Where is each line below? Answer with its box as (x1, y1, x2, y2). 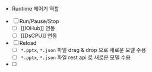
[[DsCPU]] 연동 (20, 32, 58, 40)
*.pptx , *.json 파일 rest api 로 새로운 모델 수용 (20, 54, 131, 61)
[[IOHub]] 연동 (20, 25, 55, 31)
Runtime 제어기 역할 (11, 5, 59, 12)
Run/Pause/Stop (19, 18, 59, 25)
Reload (19, 40, 37, 47)
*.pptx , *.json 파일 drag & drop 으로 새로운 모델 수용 (20, 47, 147, 54)
